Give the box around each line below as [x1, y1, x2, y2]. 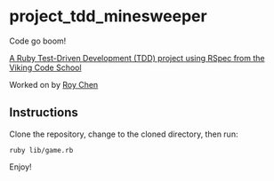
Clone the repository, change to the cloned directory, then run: [9, 129, 238, 139]
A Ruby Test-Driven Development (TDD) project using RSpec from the [9, 52, 265, 63]
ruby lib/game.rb [9, 146, 74, 154]
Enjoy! [9, 161, 33, 172]
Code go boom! [9, 35, 67, 46]
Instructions [9, 105, 78, 121]
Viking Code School [9, 62, 82, 73]
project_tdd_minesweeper [9, 6, 207, 27]
